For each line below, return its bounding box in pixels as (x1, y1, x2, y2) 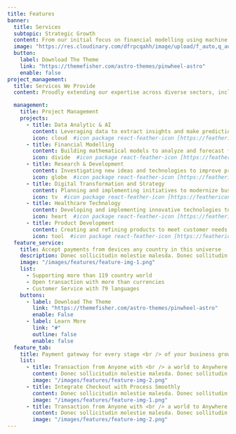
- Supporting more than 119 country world (25, 272, 152, 279)
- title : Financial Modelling (25, 141, 114, 148)
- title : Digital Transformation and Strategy (25, 180, 165, 187)
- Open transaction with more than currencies (25, 278, 165, 285)
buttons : (20, 292, 46, 299)
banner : (7, 17, 30, 24)
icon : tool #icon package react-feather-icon (32, 232, 171, 240)
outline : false (32, 330, 77, 338)
